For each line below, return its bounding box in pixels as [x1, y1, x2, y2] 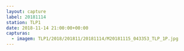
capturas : [6, 30, 31, 36]
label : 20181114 [6, 14, 46, 20]
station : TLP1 [6, 19, 41, 25]
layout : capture [6, 8, 46, 15]
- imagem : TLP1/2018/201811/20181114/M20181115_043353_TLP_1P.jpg [11, 36, 179, 42]
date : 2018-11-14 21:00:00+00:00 [6, 25, 89, 31]
